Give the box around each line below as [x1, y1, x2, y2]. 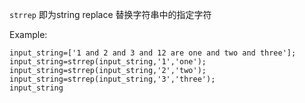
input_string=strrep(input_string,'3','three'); [9, 74, 216, 84]
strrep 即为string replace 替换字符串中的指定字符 [9, 9, 212, 20]
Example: [9, 29, 48, 40]
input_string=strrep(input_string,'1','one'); [9, 57, 207, 67]
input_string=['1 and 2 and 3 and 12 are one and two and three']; [9, 48, 297, 58]
